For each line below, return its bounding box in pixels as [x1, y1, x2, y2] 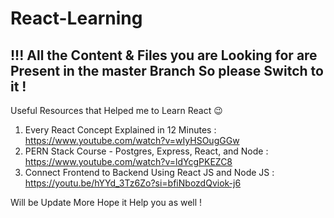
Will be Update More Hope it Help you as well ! [10, 197, 203, 208]
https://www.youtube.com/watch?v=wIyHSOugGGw [24, 135, 240, 146]
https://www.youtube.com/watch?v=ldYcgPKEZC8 [24, 156, 233, 167]
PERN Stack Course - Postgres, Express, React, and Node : [24, 145, 269, 157]
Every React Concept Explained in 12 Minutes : [24, 124, 217, 136]
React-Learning [10, 7, 143, 30]
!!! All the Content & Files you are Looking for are [10, 47, 318, 64]
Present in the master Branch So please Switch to [10, 62, 324, 79]
